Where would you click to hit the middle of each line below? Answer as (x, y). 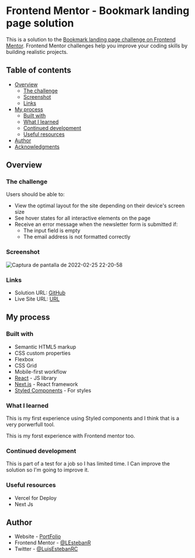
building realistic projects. (37, 52)
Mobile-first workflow (41, 372)
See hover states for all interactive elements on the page (82, 218)
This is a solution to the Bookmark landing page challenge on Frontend (91, 39)
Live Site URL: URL (37, 299)
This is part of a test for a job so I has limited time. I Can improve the (88, 464)
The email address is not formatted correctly (77, 237)
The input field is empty (52, 231)
